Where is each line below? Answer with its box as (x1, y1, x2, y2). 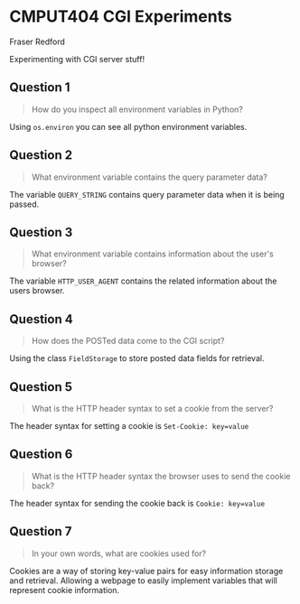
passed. (9, 199, 40, 209)
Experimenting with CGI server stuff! (9, 53, 145, 64)
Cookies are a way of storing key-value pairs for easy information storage (9, 565, 284, 576)
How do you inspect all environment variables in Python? (31, 104, 244, 115)
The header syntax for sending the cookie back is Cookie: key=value (9, 497, 265, 508)
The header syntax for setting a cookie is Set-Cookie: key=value (9, 421, 249, 431)
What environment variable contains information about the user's (31, 248, 274, 259)
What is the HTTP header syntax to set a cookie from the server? (31, 404, 274, 414)
